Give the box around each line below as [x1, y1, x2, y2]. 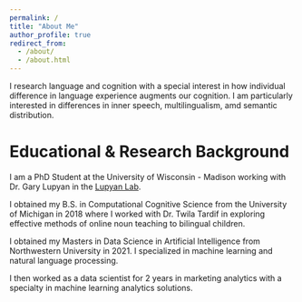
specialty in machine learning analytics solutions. [9, 282, 193, 293]
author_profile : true [9, 30, 92, 39]
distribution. [9, 110, 54, 120]
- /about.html [17, 55, 71, 65]
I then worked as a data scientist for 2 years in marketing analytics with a [9, 272, 283, 283]
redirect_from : [9, 38, 67, 48]
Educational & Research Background [9, 142, 290, 162]
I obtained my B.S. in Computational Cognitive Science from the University [9, 198, 287, 209]
